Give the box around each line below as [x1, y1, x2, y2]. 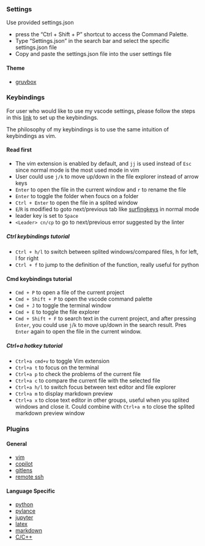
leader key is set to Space [15, 212, 78, 219]
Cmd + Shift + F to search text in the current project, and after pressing [15, 315, 196, 322]
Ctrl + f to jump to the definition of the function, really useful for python [15, 261, 199, 268]
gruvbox [15, 78, 37, 85]
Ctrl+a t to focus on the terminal [15, 364, 99, 371]
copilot [15, 460, 33, 467]
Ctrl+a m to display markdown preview [15, 390, 113, 398]
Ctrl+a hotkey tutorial [6, 342, 63, 349]
